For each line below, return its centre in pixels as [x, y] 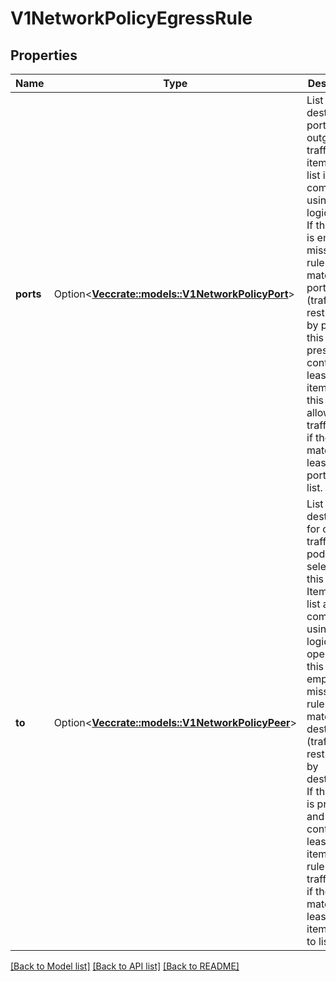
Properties [44, 55]
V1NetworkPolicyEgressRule [131, 18]
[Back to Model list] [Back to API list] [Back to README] [125, 966]
